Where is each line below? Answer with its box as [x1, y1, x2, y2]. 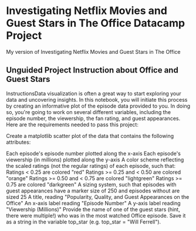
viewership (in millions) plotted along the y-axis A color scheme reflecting [6, 156, 184, 163]
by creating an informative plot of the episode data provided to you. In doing [6, 102, 191, 109]
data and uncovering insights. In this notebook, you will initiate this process [6, 96, 188, 103]
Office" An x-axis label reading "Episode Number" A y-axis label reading [6, 199, 181, 206]
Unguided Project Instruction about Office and [6, 65, 179, 75]
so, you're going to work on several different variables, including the [6, 108, 171, 115]
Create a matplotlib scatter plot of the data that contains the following [6, 132, 174, 139]
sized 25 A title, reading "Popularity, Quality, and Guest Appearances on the [6, 193, 190, 200]
